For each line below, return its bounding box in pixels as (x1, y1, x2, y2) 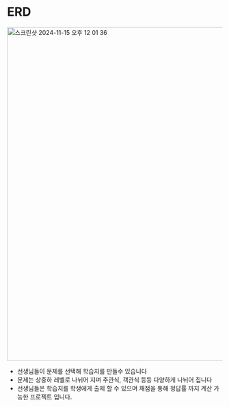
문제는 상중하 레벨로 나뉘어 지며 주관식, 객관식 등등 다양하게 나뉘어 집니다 (16, 376, 213, 384)
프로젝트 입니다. (29, 393, 72, 401)
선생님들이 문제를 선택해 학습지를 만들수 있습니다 (16, 367, 147, 375)
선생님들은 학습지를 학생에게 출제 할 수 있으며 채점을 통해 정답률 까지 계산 (16, 384, 213, 392)
